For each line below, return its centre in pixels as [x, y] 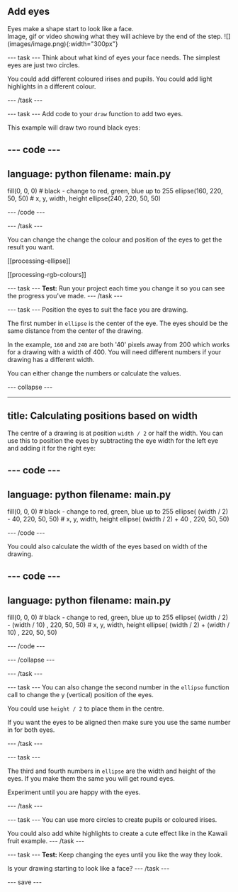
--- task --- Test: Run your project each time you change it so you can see [116, 288]
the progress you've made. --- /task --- [65, 296]
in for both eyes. [31, 730]
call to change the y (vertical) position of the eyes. [80, 695]
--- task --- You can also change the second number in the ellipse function [118, 687]
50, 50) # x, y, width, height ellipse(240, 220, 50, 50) [84, 198]
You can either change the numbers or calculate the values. [95, 373]
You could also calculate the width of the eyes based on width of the [107, 547]
